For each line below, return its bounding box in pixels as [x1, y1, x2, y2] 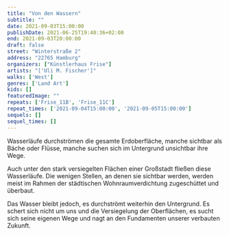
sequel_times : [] [7, 117, 57, 125]
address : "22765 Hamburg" [7, 55, 81, 61]
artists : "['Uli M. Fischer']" [7, 67, 97, 74]
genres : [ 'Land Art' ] [7, 80, 69, 87]
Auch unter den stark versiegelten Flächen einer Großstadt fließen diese [7, 165, 211, 173]
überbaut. [7, 186, 35, 195]
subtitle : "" [7, 16, 45, 23]
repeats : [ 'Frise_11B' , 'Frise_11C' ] [7, 99, 115, 106]
